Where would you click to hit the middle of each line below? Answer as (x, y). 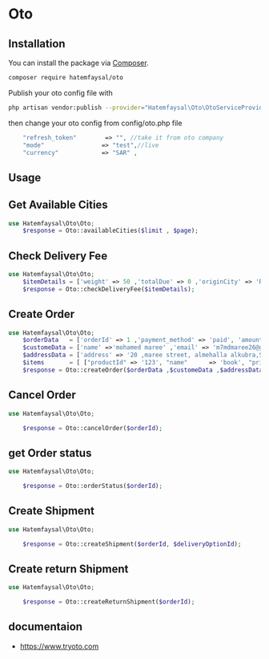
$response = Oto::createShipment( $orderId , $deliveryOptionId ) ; (132, 544)
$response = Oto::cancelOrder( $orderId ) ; (92, 428)
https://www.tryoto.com (59, 646)
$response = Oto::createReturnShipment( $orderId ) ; (109, 602)
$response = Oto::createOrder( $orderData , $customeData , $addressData (143, 370)
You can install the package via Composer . (79, 63)
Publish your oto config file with (61, 92)
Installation (37, 44)
